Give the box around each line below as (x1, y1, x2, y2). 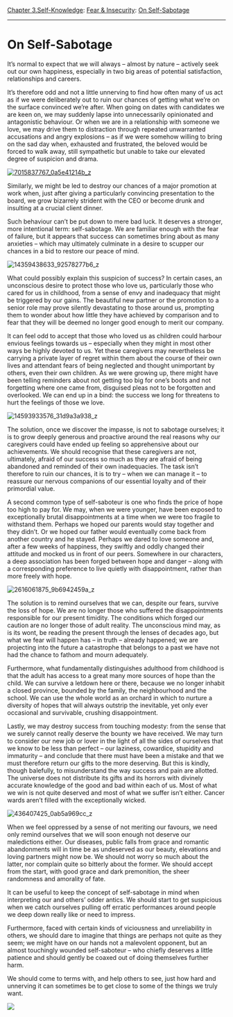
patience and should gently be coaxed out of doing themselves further (7, 953, 209, 961)
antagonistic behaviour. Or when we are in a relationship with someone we (7, 118, 220, 126)
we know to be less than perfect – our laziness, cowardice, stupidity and (7, 744, 214, 752)
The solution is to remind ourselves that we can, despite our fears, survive (7, 599, 219, 607)
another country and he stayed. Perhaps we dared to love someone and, (7, 535, 214, 543)
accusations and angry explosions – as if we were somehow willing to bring (7, 132, 223, 141)
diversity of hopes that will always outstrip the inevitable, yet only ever (7, 701, 208, 709)
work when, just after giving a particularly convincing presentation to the (7, 189, 215, 197)
